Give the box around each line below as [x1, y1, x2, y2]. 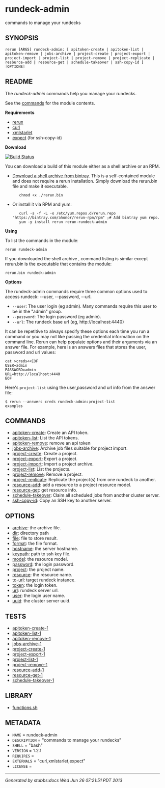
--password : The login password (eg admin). [12, 313, 102, 320]
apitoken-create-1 [12, 625, 49, 631]
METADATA [5, 719, 41, 727]
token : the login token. [12, 582, 58, 588]
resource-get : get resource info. [12, 487, 78, 493]
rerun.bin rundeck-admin [5, 270, 56, 275]
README [5, 78, 33, 86]
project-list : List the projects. [12, 466, 71, 472]
